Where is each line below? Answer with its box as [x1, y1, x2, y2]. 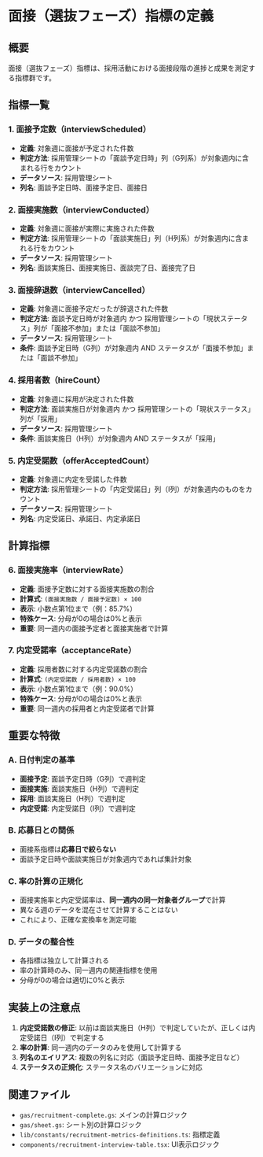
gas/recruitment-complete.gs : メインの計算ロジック [19, 1111, 188, 1120]
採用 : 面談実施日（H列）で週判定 [19, 793, 126, 803]
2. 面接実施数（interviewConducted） [8, 204, 155, 215]
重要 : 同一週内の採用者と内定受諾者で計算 [19, 704, 155, 713]
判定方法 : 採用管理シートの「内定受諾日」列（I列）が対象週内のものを [19, 484, 246, 493]
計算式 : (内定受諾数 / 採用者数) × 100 [19, 674, 136, 683]
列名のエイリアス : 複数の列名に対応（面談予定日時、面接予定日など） [19, 1052, 244, 1063]
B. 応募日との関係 [8, 825, 75, 836]
